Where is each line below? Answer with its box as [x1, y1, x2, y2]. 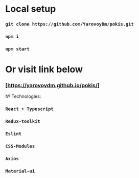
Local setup [5, 3, 56, 15]
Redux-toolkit [5, 118, 40, 124]
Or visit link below [5, 64, 83, 75]
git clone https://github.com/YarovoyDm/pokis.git [5, 21, 134, 27]
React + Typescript [5, 106, 54, 112]
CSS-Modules [5, 143, 35, 149]
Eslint [5, 131, 22, 137]
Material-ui [5, 168, 35, 174]
